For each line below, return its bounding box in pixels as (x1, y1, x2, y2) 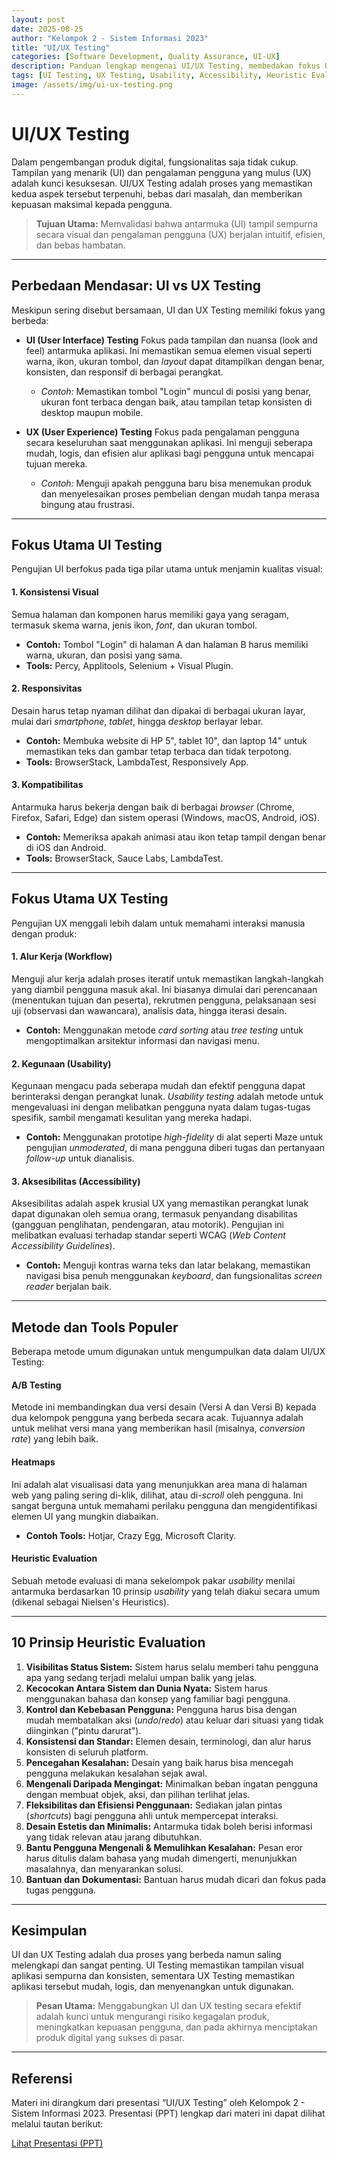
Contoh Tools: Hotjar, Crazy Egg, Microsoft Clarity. (25, 1529, 237, 1541)
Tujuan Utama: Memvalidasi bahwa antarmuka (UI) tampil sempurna (35, 217, 318, 230)
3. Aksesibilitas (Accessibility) (11, 1175, 141, 1187)
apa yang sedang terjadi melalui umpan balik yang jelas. (25, 1671, 258, 1683)
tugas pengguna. (25, 1884, 97, 1896)
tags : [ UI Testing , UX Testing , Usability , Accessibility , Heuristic (11, 71, 308, 81)
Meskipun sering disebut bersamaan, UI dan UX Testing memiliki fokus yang (11, 304, 326, 316)
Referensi (11, 2070, 73, 2087)
